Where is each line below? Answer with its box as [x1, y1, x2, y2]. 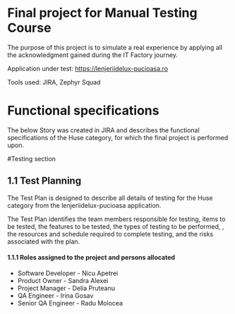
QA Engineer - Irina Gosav [17, 291, 94, 300]
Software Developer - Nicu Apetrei [17, 269, 119, 277]
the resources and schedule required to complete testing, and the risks [7, 230, 214, 238]
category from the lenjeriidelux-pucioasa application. [7, 201, 162, 209]
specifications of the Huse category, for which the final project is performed [7, 133, 229, 142]
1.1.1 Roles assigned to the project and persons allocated [7, 253, 175, 262]
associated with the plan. [7, 237, 80, 246]
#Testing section [7, 154, 56, 163]
